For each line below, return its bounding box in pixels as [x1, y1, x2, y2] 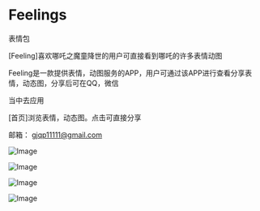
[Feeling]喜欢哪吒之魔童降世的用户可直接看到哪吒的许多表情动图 [8, 50, 223, 60]
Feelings [8, 6, 67, 24]
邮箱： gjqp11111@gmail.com [8, 130, 103, 140]
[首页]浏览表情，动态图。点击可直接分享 [8, 112, 142, 123]
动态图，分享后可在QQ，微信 [22, 78, 119, 88]
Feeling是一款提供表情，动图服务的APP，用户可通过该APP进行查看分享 [8, 67, 245, 78]
